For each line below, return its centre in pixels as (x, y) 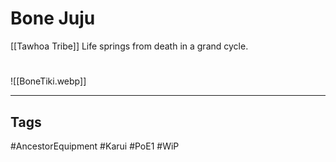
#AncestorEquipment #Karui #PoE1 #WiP (95, 146)
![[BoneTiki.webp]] (48, 81)
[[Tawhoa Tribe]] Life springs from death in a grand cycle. (129, 46)
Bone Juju (53, 18)
